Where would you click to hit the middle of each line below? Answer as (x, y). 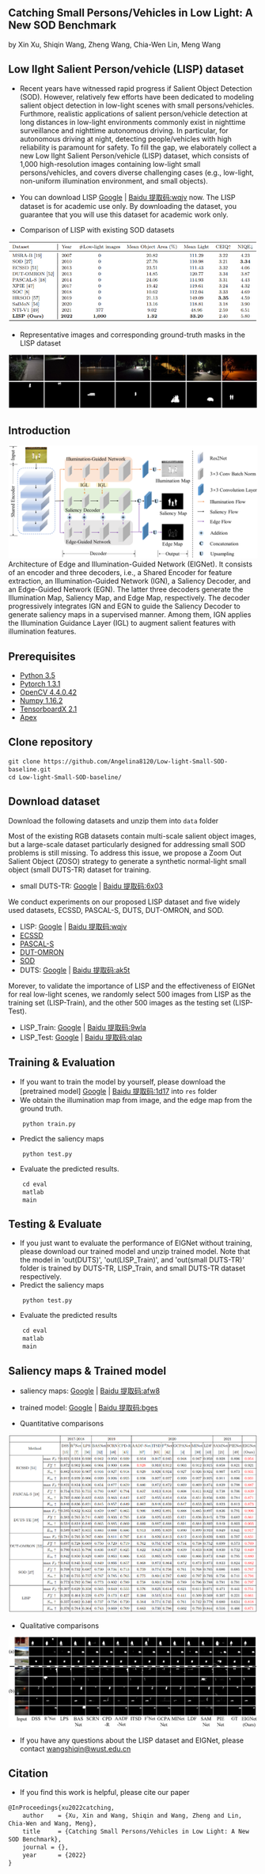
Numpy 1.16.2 (41, 701)
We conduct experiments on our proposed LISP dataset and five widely (124, 902)
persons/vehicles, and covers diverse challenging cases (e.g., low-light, (137, 172)
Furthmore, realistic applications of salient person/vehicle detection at (133, 113)
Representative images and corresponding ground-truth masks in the (132, 335)
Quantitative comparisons (62, 1424)
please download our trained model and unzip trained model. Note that (135, 1251)
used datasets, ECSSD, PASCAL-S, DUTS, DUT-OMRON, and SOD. (116, 910)
